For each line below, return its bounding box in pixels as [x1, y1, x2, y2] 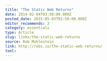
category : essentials [5, 26, 50, 30]
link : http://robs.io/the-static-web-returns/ [5, 44, 103, 49]
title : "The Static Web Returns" [5, 7, 74, 12]
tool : [5, 48, 16, 53]
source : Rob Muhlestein [5, 39, 54, 44]
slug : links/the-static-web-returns [5, 35, 80, 40]
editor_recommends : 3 [5, 21, 50, 26]
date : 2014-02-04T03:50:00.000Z [5, 12, 71, 17]
